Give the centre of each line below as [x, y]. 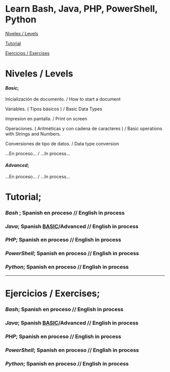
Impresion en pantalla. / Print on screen [46, 119]
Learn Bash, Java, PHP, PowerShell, [81, 9]
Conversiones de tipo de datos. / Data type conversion [62, 144]
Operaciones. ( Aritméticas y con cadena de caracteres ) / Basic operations [84, 129]
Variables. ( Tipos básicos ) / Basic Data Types [54, 109]
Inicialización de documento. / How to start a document [63, 99]
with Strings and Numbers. [33, 134]
